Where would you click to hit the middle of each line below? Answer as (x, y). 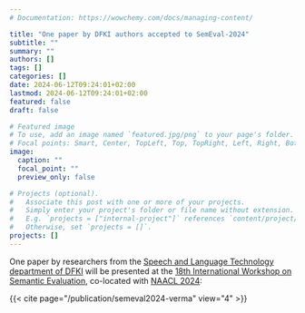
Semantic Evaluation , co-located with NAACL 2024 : (106, 280)
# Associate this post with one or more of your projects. (128, 202)
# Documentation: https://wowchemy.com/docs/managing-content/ (132, 18)
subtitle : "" (34, 43)
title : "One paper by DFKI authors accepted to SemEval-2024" (129, 34)
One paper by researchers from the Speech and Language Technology (142, 261)
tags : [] (26, 68)
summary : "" (32, 51)
